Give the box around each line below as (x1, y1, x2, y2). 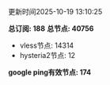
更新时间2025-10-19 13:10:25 (8, 7, 103, 16)
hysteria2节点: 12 (19, 51, 76, 60)
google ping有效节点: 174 (8, 68, 92, 77)
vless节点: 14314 (19, 41, 74, 50)
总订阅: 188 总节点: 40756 (8, 24, 94, 33)
